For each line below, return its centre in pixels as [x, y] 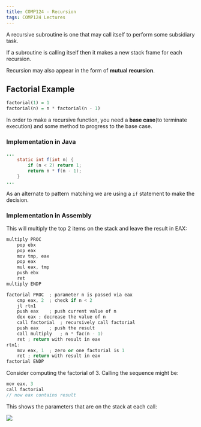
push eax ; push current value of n [67, 311]
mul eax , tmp [33, 267]
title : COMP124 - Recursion [41, 12]
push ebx [28, 273]
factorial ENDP [25, 362]
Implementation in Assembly [49, 215]
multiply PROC [24, 239]
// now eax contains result [41, 395]
